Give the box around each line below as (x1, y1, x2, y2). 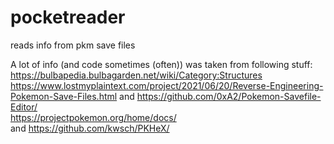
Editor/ (10, 101, 38, 113)
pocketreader (10, 6, 126, 29)
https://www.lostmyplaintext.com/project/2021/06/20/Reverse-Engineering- (10, 79, 324, 91)
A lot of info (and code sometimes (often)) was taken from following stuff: (10, 58, 313, 70)
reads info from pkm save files (10, 39, 136, 51)
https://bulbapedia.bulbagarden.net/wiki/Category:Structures (10, 69, 263, 81)
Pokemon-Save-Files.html (10, 90, 118, 102)
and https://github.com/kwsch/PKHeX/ (10, 122, 170, 134)
